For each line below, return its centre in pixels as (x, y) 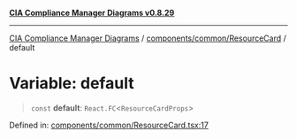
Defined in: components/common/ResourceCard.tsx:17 (109, 125)
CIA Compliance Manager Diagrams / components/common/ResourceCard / (148, 38)
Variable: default (72, 84)
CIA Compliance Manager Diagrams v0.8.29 (92, 13)
